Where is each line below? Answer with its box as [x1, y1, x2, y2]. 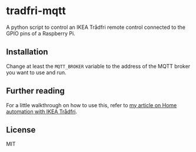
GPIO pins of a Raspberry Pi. [6, 29, 75, 37]
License [6, 125, 36, 135]
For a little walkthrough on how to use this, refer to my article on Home [6, 101, 177, 108]
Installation [6, 47, 48, 57]
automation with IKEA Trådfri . [6, 108, 78, 115]
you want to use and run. [6, 69, 67, 76]
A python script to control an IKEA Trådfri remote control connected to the [6, 24, 186, 31]
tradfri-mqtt [6, 4, 66, 18]
